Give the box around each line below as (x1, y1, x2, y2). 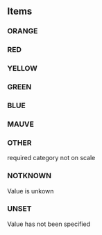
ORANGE (7, 26, 38, 36)
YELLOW (7, 64, 38, 73)
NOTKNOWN (7, 171, 52, 181)
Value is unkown (7, 186, 54, 195)
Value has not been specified (7, 220, 91, 228)
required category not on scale (7, 154, 96, 162)
